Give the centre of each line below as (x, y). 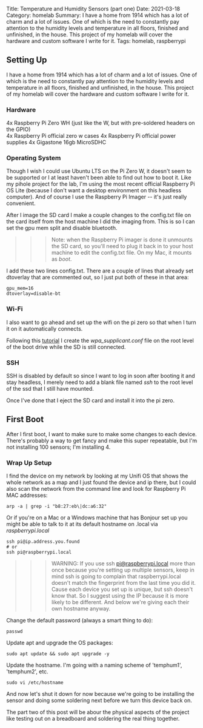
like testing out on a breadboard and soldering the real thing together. (93, 719)
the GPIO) (18, 129)
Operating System (34, 158)
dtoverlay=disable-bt (34, 294)
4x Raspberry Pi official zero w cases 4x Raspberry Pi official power (91, 136)
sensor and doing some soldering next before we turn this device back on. (99, 701)
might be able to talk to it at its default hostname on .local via (82, 524)
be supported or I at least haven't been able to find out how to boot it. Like (99, 178)
